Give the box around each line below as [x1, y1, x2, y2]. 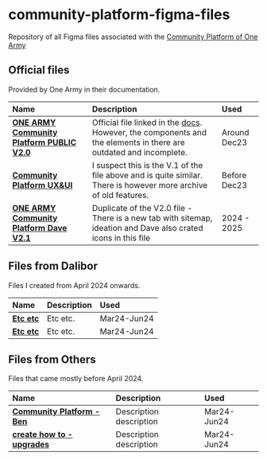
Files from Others [8, 353, 97, 366]
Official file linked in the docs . [91, 117, 203, 128]
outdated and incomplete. [91, 146, 188, 158]
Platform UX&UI [12, 179, 73, 190]
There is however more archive [91, 179, 208, 190]
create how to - [12, 429, 73, 440]
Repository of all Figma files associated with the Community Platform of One [8, 32, 258, 41]
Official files [8, 64, 70, 77]
